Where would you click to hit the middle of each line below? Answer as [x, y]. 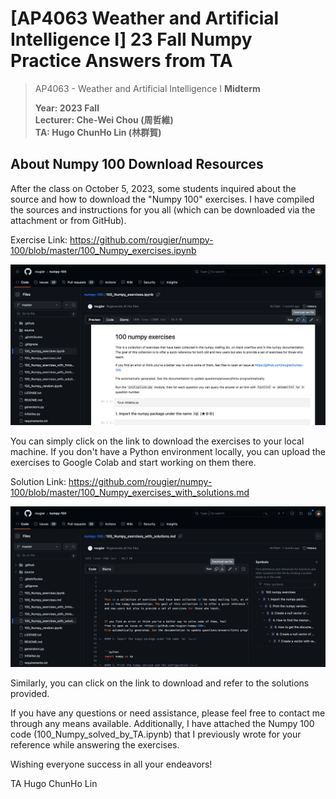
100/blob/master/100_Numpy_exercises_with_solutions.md [130, 493]
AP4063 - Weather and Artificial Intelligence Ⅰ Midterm [147, 88]
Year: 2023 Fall [67, 108]
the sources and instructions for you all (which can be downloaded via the [163, 209]
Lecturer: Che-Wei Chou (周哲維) [104, 119]
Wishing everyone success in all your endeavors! [111, 764]
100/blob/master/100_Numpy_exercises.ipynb [103, 250]
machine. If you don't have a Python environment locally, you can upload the [168, 452]
